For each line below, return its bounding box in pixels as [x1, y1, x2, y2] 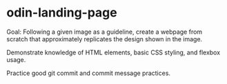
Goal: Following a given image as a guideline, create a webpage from [6, 28, 203, 36]
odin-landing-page [6, 5, 118, 21]
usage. [6, 55, 26, 63]
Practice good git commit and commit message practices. [6, 69, 170, 77]
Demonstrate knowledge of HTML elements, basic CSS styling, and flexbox [6, 48, 221, 56]
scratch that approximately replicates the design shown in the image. [6, 34, 203, 43]
